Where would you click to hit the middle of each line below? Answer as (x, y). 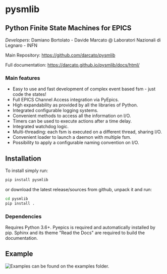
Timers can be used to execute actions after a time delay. (72, 121)
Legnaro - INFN (21, 45)
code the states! (29, 94)
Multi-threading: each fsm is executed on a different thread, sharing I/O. (87, 132)
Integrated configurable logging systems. (55, 111)
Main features (23, 78)
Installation (23, 158)
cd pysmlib (17, 199)
